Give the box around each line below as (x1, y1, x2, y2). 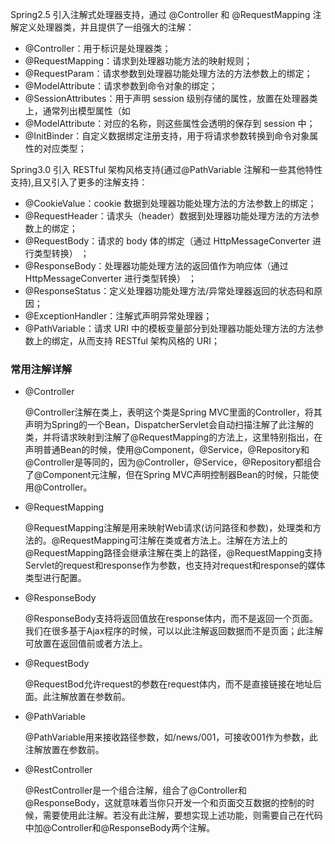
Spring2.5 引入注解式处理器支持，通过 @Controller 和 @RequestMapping (10, 9, 311, 20)
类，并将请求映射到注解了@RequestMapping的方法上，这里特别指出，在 (24, 431, 323, 443)
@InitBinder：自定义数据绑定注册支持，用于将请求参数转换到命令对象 (24, 130, 310, 142)
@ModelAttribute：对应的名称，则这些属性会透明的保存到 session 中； (24, 118, 316, 129)
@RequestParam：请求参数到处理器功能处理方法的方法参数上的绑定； (24, 68, 313, 79)
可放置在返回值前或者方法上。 (24, 638, 148, 650)
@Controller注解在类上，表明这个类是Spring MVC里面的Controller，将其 (24, 406, 323, 418)
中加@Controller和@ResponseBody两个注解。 (24, 822, 216, 834)
